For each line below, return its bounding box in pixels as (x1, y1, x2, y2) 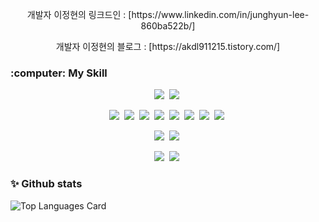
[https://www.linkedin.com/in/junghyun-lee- (128, 9, 310, 20)
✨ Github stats (10, 177, 83, 191)
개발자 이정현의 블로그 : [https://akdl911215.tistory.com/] (55, 41, 281, 52)
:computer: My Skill (10, 66, 108, 80)
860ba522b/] (140, 20, 196, 32)
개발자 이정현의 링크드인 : (26, 9, 127, 20)
